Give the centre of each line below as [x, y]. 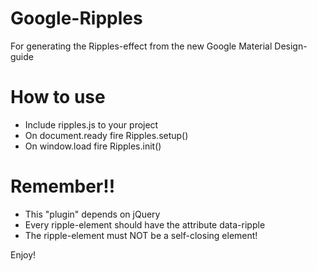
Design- [291, 46]
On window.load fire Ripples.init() [93, 146]
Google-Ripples [76, 18]
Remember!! [63, 186]
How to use [58, 97]
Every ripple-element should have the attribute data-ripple [145, 224]
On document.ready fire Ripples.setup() [106, 135]
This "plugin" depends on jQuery [92, 214]
